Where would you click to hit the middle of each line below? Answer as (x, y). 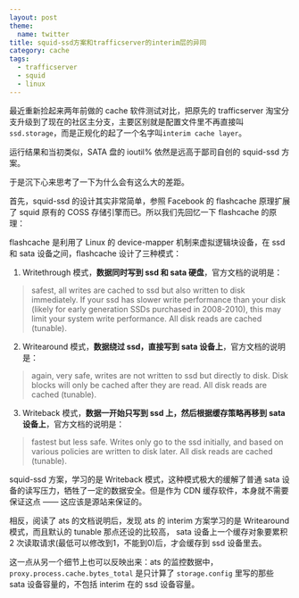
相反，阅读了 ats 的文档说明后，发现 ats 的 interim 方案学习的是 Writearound (149, 520)
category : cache (39, 51)
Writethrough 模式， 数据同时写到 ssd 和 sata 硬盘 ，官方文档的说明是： (152, 272)
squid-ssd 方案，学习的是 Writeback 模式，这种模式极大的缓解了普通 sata (145, 479)
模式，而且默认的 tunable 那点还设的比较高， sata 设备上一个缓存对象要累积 (149, 531)
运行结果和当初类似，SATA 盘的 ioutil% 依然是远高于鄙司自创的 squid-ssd (144, 152)
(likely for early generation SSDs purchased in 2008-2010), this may (156, 309)
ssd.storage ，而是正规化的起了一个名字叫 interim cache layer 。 (128, 133)
